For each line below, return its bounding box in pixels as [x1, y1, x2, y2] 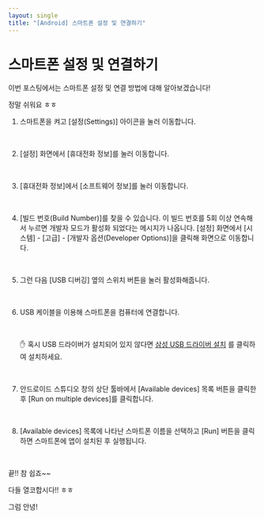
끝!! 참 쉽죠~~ [8, 468, 51, 478]
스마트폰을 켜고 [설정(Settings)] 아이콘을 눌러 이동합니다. [19, 116, 196, 127]
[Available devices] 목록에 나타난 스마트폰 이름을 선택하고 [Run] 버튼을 [19, 426, 241, 436]
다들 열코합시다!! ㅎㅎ [8, 485, 74, 495]
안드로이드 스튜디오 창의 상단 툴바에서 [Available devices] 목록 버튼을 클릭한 [19, 384, 257, 394]
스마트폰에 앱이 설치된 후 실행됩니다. [34, 437, 147, 446]
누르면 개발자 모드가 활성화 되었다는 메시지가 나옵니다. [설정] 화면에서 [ [28, 223, 247, 233]
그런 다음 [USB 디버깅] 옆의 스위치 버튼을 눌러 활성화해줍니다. [19, 275, 210, 285]
